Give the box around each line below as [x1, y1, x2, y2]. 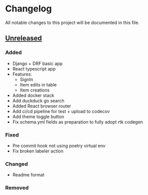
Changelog [5, 3, 52, 14]
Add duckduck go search [12, 97, 65, 103]
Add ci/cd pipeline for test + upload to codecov [12, 108, 110, 114]
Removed [5, 184, 29, 191]
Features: [12, 71, 32, 77]
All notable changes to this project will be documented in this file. [5, 19, 140, 25]
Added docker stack [12, 92, 54, 98]
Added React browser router [12, 103, 71, 109]
